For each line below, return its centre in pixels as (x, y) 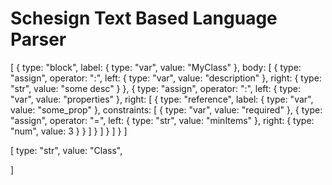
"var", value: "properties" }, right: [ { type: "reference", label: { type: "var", (162, 99)
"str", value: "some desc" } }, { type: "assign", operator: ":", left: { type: (155, 88)
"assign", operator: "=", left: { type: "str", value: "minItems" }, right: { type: (162, 120)
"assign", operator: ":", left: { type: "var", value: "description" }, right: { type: (166, 78)
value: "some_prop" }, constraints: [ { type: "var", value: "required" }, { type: (166, 109)
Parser (38, 39)
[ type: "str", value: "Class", (66, 150)
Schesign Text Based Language (144, 18)
